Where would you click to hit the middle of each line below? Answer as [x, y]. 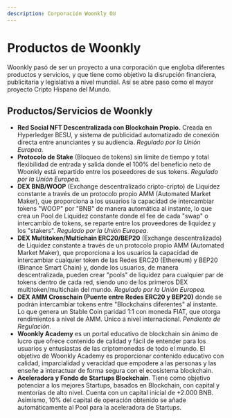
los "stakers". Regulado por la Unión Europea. [83, 231]
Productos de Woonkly [74, 47]
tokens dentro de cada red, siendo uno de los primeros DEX [102, 282]
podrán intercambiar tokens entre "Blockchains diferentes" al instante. [117, 304]
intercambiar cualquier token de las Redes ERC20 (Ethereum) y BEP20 [117, 260]
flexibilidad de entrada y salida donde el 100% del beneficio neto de [114, 164]
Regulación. [34, 326]
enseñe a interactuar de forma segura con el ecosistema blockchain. [115, 371]
